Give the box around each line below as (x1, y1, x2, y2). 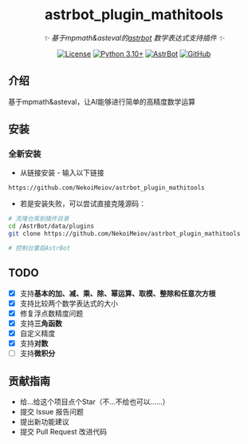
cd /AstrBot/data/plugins (8, 222, 94, 231)
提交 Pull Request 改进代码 (19, 427, 108, 436)
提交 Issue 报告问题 (19, 407, 84, 416)
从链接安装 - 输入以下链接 (19, 168, 105, 177)
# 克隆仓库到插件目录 (8, 215, 69, 223)
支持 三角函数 (19, 318, 62, 328)
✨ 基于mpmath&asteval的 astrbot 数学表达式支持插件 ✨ (43, 33, 225, 42)
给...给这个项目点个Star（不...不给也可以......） (19, 397, 170, 406)
